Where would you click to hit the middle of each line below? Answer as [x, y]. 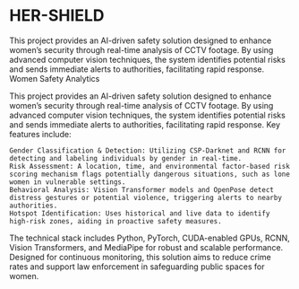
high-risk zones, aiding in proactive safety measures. [115, 221]
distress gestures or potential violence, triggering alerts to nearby [145, 197]
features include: [40, 134]
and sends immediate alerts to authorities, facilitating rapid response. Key [145, 124]
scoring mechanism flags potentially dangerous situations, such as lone [150, 174]
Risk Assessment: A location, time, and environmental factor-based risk [150, 166]
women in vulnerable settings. [68, 182]
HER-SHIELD [57, 16]
